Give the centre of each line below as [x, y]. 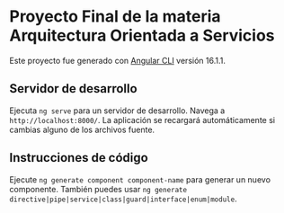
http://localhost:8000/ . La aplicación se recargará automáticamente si [142, 120]
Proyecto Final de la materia [115, 17]
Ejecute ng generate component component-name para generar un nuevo [140, 179]
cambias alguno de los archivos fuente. [82, 129]
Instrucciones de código [79, 158]
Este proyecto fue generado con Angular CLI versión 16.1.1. [118, 60]
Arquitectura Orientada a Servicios [142, 35]
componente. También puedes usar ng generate [98, 189]
